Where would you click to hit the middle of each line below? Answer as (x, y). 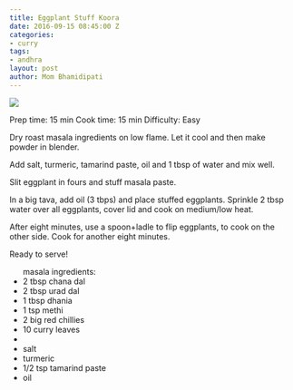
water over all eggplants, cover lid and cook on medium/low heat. (132, 209)
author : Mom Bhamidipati (56, 77)
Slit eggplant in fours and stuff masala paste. (93, 181)
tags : (20, 52)
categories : (32, 34)
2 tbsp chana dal (54, 281)
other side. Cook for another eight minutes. (90, 236)
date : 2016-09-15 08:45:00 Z (64, 26)
